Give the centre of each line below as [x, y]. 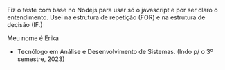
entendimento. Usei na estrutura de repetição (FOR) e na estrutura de [106, 17]
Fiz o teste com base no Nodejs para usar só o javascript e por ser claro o [112, 10]
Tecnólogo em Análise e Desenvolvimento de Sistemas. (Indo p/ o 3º [115, 52]
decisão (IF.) [25, 25]
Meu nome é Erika [33, 38]
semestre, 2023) [41, 59]
